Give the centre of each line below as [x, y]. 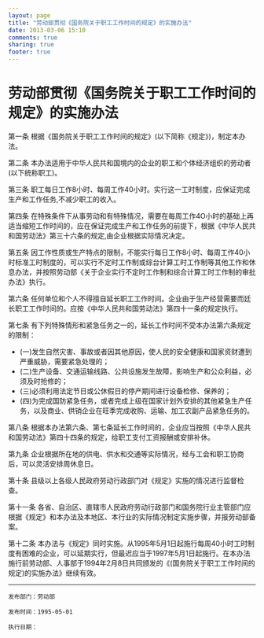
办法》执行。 [29, 282]
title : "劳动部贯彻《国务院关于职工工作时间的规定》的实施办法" [100, 23]
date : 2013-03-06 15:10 [47, 30]
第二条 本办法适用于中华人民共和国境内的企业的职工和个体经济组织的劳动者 [130, 163]
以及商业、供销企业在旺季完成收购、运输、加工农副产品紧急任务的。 [143, 411]
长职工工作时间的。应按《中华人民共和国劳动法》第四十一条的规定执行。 [125, 308]
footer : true [29, 52]
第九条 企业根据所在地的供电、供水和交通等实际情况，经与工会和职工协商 [126, 454]
